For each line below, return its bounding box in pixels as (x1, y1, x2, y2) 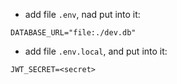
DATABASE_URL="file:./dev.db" (10, 28, 137, 38)
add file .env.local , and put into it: (24, 45, 168, 57)
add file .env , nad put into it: (24, 9, 141, 20)
